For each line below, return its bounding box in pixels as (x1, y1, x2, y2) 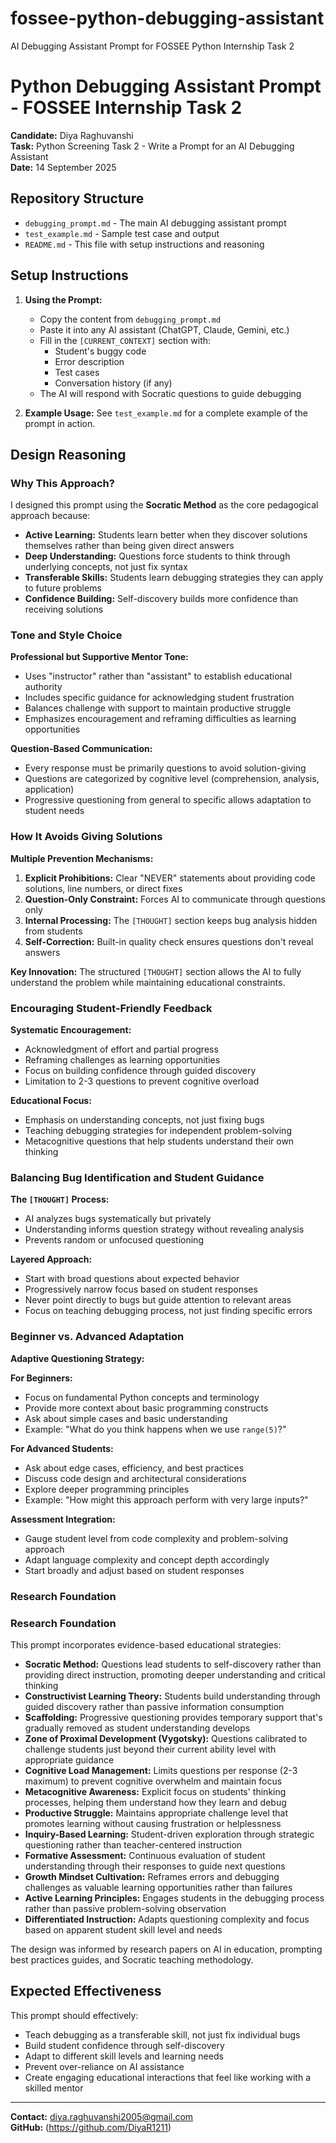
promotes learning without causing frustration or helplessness (24, 1817, 282, 1829)
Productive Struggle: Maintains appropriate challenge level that (24, 1807, 289, 1819)
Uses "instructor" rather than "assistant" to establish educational (24, 670, 293, 682)
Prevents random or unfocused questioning (24, 1234, 204, 1246)
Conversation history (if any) (54, 377, 173, 389)
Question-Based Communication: (10, 743, 153, 755)
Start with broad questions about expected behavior (24, 1273, 240, 1285)
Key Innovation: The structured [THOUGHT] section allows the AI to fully (10, 965, 302, 977)
